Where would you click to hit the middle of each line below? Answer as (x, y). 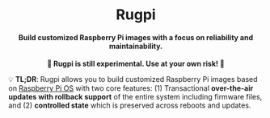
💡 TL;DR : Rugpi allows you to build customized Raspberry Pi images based (133, 79)
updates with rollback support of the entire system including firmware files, (135, 97)
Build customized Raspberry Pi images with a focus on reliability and (136, 37)
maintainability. (136, 46)
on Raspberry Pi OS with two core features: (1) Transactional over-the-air (131, 88)
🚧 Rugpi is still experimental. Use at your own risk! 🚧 (136, 64)
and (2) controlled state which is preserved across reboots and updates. (130, 105)
